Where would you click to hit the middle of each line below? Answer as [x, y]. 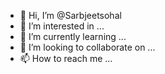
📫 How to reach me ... [66, 58]
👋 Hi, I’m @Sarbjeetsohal [70, 15]
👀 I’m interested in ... [62, 26]
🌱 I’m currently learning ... [73, 36]
